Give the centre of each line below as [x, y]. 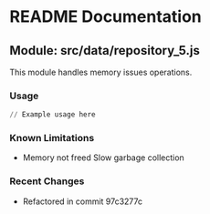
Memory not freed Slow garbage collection [103, 158]
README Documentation [106, 17]
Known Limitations [52, 138]
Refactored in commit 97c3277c [83, 201]
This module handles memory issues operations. [101, 72]
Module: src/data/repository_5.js [105, 51]
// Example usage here [52, 115]
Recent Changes [47, 181]
